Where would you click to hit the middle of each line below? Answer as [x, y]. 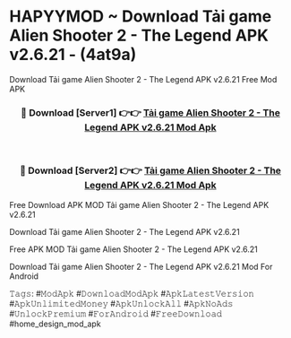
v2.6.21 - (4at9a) [73, 55]
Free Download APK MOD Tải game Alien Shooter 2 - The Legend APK [139, 204]
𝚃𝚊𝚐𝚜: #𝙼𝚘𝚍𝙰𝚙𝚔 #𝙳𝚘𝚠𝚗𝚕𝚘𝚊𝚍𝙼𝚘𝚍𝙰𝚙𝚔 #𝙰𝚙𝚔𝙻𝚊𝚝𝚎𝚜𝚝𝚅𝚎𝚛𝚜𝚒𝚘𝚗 [132, 293]
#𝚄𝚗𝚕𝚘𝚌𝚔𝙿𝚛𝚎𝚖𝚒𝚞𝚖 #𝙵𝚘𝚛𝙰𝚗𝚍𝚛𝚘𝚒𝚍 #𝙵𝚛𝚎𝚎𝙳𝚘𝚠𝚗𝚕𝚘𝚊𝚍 [116, 313]
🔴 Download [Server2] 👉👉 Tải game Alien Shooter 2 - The [150, 170]
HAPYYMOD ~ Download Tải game [141, 17]
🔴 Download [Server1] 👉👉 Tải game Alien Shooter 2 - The [150, 112]
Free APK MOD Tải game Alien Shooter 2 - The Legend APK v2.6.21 [133, 249]
